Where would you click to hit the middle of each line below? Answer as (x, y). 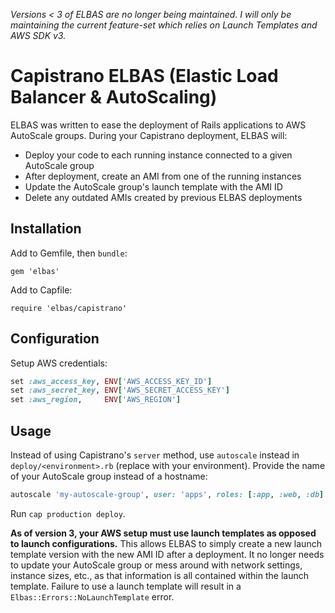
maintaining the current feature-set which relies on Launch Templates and (164, 25)
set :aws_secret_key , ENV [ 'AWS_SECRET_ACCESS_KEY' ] (120, 390)
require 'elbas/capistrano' (69, 308)
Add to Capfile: (41, 290)
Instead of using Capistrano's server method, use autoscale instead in (155, 455)
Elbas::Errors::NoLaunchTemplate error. (92, 596)
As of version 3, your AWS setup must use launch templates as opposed (163, 533)
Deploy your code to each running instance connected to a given (158, 155)
